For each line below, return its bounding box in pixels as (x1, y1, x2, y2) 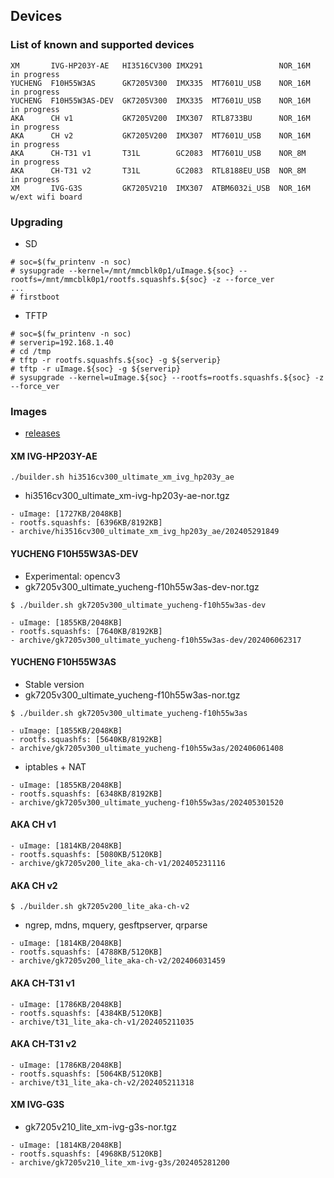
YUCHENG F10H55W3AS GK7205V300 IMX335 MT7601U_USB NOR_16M (10, 78, 311, 88)
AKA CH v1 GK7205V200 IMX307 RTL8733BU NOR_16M (10, 113, 311, 123)
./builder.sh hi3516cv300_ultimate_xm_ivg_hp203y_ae (10, 472, 235, 483)
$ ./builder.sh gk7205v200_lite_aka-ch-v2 (10, 902, 190, 912)
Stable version (24, 678, 85, 690)
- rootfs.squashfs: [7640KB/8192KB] (10, 626, 163, 636)
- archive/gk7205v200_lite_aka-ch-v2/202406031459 (10, 956, 226, 966)
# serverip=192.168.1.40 (10, 337, 114, 348)
